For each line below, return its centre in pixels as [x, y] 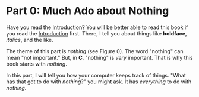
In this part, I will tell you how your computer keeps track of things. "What [96, 75]
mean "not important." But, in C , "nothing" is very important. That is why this [99, 57]
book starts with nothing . [37, 64]
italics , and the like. [30, 40]
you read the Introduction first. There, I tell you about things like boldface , [97, 33]
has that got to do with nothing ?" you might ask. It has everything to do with [99, 82]
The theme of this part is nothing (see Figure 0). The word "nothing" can [95, 51]
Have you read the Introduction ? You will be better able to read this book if [97, 27]
